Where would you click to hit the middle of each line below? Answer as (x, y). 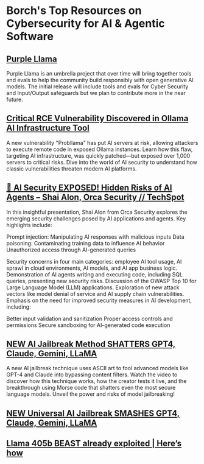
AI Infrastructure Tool (48, 128)
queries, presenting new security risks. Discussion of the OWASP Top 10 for (101, 281)
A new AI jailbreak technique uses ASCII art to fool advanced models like (97, 368)
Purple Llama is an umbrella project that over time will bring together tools (99, 73)
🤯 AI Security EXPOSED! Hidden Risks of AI (89, 188)
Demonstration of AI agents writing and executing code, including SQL (95, 274)
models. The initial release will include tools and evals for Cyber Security (97, 86)
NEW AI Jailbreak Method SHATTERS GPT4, (91, 344)
